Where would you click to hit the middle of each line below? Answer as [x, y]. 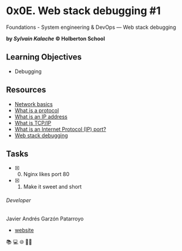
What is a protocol [37, 110]
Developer [18, 200]
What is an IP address [41, 117]
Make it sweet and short [53, 187]
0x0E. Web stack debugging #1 [83, 11]
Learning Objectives [44, 57]
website [24, 230]
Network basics [33, 104]
